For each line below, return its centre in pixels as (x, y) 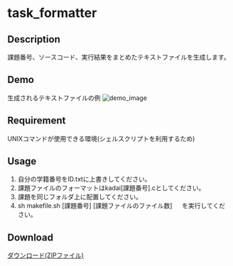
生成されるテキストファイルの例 (54, 98)
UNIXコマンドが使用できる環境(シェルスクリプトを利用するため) (101, 138)
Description (34, 39)
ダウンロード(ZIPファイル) (45, 255)
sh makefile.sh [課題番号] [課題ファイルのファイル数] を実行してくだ (121, 206)
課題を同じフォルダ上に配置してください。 (80, 197)
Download (30, 237)
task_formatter (52, 13)
